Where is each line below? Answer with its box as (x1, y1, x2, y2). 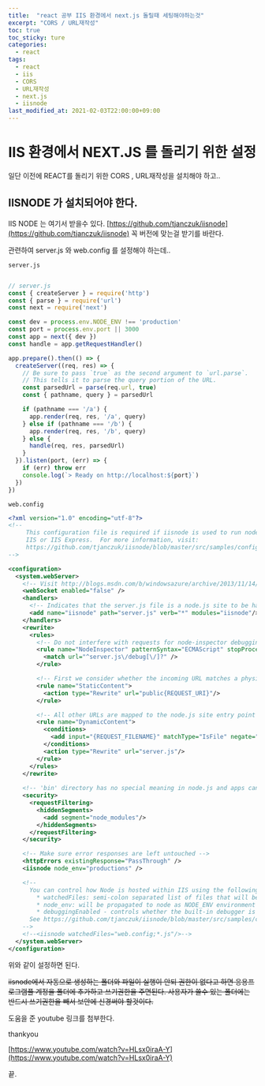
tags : (8, 56, 26, 64)
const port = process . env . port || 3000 (8, 325, 140, 334)
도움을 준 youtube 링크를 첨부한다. (8, 1013, 115, 1023)
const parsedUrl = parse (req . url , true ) (22, 384, 157, 391)
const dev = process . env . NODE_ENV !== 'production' (8, 318, 181, 326)
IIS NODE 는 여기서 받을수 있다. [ (8, 219, 110, 228)
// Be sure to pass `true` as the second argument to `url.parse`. (22, 369, 248, 377)
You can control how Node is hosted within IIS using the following (28, 886, 259, 894)
